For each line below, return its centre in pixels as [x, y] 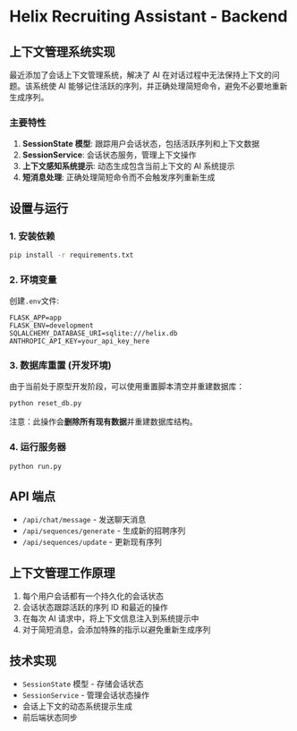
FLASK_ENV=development [51, 326]
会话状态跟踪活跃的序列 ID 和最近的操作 [95, 608]
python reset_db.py [46, 404]
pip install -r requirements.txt [72, 255]
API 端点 [33, 496]
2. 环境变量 [33, 279]
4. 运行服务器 [38, 447]
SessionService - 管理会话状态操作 [86, 694]
